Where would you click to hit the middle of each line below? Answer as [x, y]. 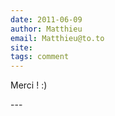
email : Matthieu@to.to [57, 38]
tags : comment [40, 57]
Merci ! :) [29, 85]
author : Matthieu [46, 29]
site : [21, 47]
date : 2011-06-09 [46, 19]
